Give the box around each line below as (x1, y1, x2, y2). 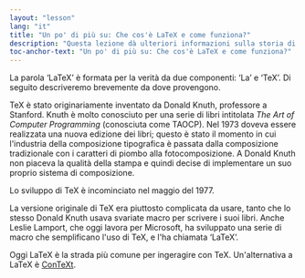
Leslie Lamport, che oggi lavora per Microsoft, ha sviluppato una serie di (9, 222, 282, 233)
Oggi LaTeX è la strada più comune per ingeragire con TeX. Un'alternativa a (9, 250, 293, 261)
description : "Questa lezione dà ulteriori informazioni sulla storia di (9, 38, 297, 48)
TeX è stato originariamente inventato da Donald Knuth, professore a (9, 99, 268, 110)
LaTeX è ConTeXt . (9, 259, 76, 270)
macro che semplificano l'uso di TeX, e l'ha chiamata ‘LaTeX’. (9, 232, 239, 242)
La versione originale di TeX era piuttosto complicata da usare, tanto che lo (9, 202, 291, 214)
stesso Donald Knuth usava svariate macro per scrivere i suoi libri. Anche (9, 212, 285, 223)
